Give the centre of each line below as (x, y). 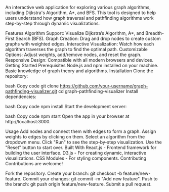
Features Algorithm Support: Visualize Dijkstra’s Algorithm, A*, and (75, 33)
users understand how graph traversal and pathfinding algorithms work (80, 18)
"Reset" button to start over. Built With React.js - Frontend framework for (81, 148)
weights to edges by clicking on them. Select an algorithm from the (75, 137)
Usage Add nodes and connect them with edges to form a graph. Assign (81, 131)
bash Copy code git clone (32, 86)
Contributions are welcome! (34, 163)
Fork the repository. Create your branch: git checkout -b (64, 173)
